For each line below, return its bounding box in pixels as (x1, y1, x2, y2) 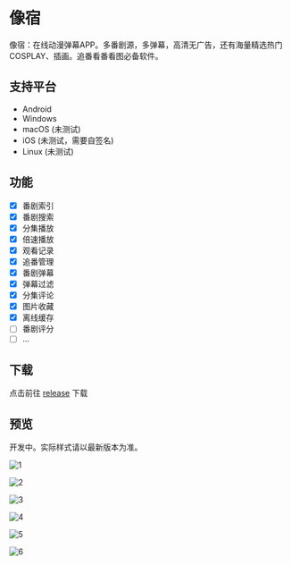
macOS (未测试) (21, 123, 81, 134)
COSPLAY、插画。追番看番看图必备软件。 (9, 50, 163, 61)
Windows (21, 113, 57, 123)
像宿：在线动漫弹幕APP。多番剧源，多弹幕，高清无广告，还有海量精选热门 (9, 39, 283, 50)
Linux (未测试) (21, 146, 74, 156)
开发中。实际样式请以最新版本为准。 (9, 442, 143, 452)
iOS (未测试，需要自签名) (21, 135, 114, 146)
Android (21, 104, 52, 114)
